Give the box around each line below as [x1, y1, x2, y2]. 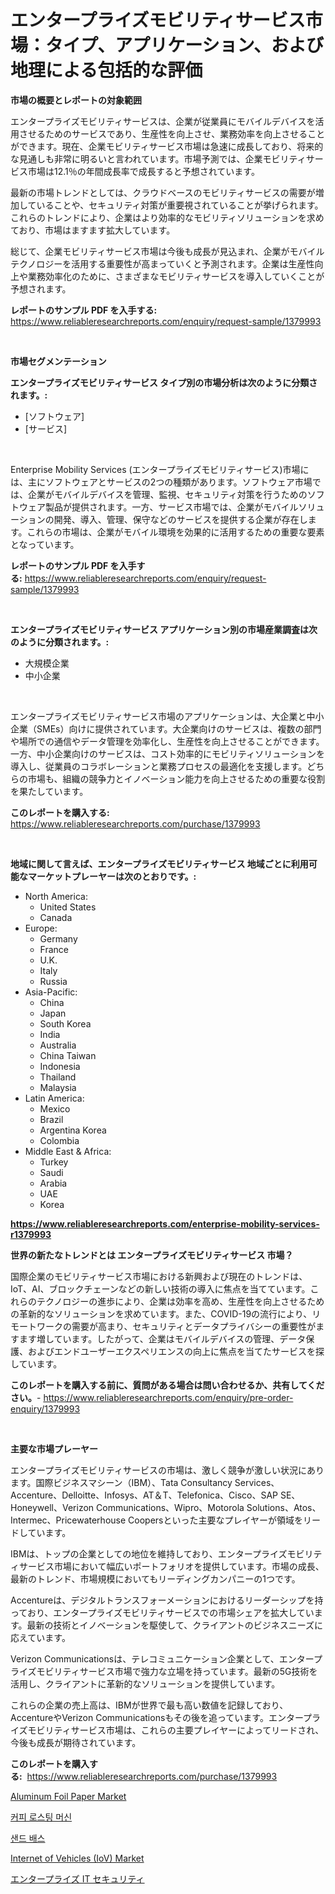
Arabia [39, 1177, 68, 1189]
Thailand [39, 1071, 77, 1083]
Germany [39, 932, 78, 945]
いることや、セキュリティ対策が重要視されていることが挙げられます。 [36, 199, 324, 211]
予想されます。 [10, 282, 72, 295]
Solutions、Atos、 [246, 1501, 322, 1513]
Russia [39, 975, 68, 987]
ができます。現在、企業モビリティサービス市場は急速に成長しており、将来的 [10, 140, 324, 152]
